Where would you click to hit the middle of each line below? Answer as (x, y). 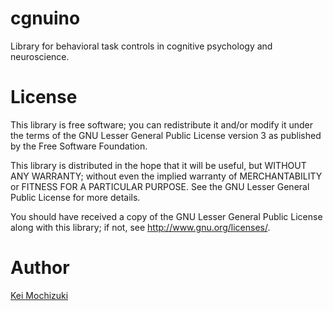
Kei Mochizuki (39, 295)
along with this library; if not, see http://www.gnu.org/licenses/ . (140, 227)
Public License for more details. (75, 197)
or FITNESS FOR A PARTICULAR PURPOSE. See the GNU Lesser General (160, 186)
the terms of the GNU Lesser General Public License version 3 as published (166, 135)
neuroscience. (40, 56)
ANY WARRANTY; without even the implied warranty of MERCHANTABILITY (166, 176)
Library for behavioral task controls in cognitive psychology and (141, 46)
